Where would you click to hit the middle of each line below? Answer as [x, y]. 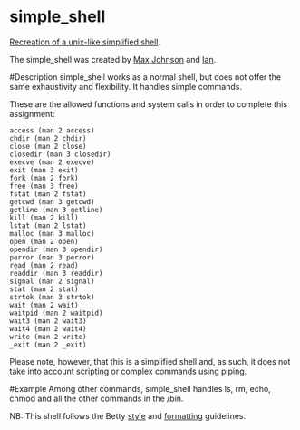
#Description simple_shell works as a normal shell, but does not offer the [145, 77]
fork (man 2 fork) [44, 178]
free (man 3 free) [44, 186]
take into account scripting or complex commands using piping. [128, 371]
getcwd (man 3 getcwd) [52, 201]
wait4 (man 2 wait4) [48, 328]
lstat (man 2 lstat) [48, 225]
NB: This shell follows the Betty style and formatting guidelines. [128, 415]
